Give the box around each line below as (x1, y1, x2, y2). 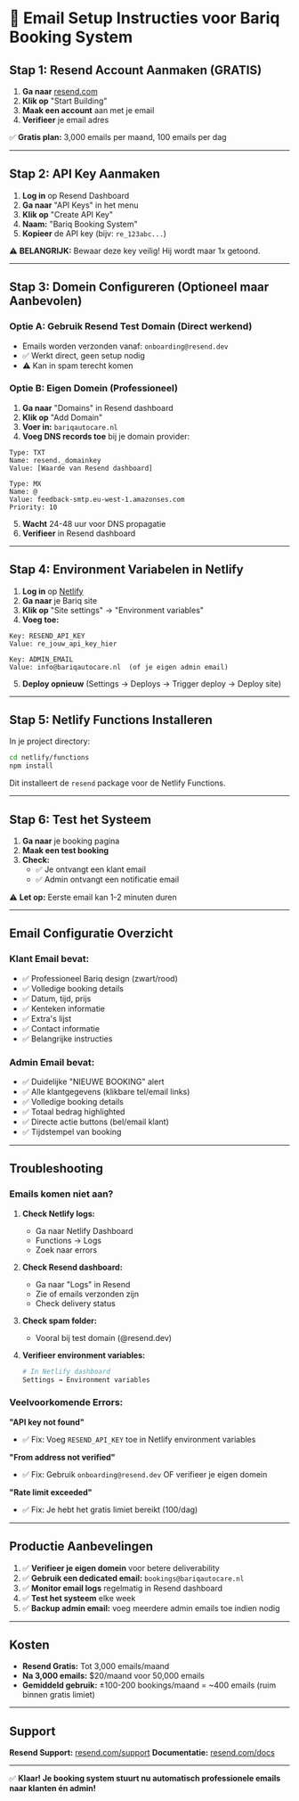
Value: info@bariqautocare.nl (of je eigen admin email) (9, 662, 229, 671)
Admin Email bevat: (9, 1056, 95, 1068)
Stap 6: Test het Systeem (9, 811, 151, 827)
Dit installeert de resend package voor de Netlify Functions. (9, 777, 226, 788)
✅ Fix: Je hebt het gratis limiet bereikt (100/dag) (21, 1504, 198, 1515)
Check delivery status (35, 1297, 116, 1309)
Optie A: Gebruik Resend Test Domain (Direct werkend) (9, 320, 253, 333)
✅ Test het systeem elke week (21, 1592, 136, 1603)
